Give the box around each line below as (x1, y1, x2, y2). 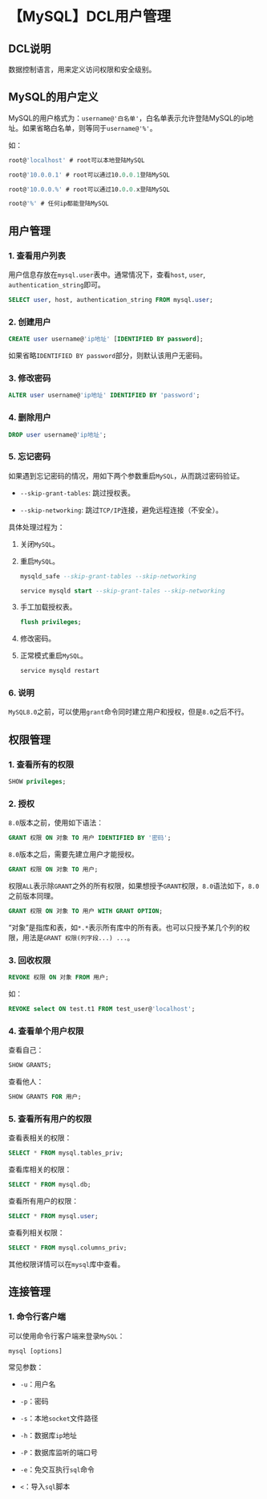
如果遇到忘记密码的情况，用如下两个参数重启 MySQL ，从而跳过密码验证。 (8, 470, 245, 480)
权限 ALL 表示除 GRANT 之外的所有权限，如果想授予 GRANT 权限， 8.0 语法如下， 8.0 (8, 881, 260, 891)
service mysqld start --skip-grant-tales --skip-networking (19, 587, 225, 595)
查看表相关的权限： (8, 1133, 72, 1143)
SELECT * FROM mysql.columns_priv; (8, 1244, 127, 1252)
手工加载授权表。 (19, 602, 77, 612)
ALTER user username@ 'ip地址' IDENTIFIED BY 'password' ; (8, 391, 200, 400)
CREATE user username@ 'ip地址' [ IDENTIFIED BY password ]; (8, 335, 204, 344)
